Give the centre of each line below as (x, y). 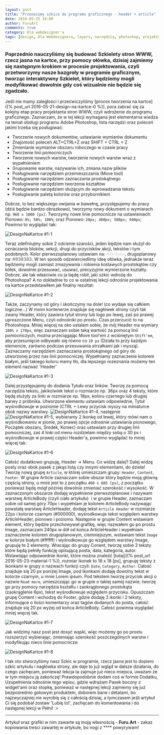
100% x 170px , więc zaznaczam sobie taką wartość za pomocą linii (72, 330)
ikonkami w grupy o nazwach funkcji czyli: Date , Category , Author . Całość (79, 566)
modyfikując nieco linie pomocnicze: (42, 642)
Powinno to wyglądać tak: (31, 225)
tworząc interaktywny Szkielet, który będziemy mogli (70, 78)
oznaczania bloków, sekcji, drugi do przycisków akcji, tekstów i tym (73, 249)
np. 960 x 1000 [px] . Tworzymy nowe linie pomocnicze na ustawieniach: (78, 214)
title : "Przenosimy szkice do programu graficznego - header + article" (81, 14)
